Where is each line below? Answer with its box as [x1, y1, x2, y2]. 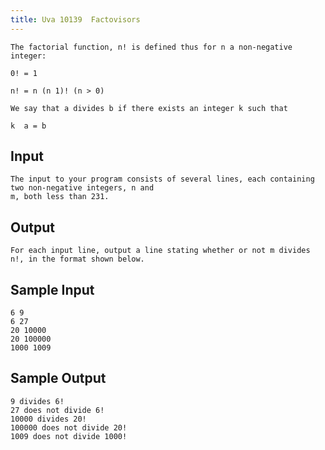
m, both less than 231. [10, 192, 110, 202]
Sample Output [10, 370, 107, 387]
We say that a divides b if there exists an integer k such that [10, 103, 288, 113]
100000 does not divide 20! [10, 422, 128, 433]
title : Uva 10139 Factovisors [10, 14, 141, 25]
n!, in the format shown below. [10, 254, 145, 265]
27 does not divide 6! [10, 405, 105, 415]
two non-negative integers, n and [10, 183, 155, 193]
